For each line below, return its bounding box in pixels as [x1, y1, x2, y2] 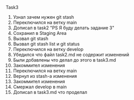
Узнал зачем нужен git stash [13, 14, 74, 20]
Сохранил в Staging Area [13, 30, 67, 36]
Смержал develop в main [13, 84, 67, 90]
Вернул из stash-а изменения [13, 73, 77, 79]
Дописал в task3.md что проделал [13, 89, 87, 95]
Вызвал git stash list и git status [13, 41, 80, 47]
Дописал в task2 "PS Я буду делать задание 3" [13, 25, 115, 31]
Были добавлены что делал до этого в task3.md [13, 57, 116, 63]
